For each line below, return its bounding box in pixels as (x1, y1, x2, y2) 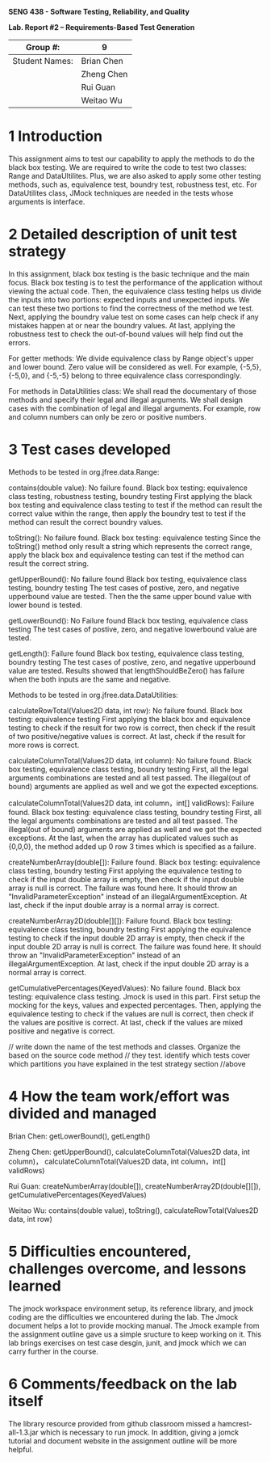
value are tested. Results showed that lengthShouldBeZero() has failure (8, 666, 245, 675)
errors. (8, 337, 31, 347)
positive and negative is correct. (8, 1026, 115, 1036)
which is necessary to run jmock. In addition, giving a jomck (40, 1427, 240, 1437)
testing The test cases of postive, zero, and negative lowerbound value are (8, 624, 257, 634)
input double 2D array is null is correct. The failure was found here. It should (8, 941, 262, 951)
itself (8, 1392, 44, 1410)
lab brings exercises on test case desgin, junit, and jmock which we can (8, 1337, 248, 1347)
